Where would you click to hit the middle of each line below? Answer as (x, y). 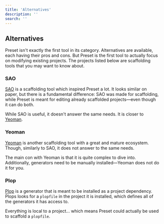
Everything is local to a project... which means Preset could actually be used (82, 211)
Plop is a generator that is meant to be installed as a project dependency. (79, 191)
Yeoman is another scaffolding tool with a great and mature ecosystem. (77, 143)
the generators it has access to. (37, 202)
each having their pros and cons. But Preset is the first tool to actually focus (82, 56)
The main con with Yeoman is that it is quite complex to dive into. (70, 157)
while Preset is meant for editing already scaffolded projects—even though (81, 100)
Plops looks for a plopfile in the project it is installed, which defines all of (79, 197)
